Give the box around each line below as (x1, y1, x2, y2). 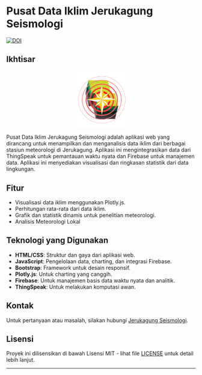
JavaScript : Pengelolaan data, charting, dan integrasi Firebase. (14, 257, 172, 265)
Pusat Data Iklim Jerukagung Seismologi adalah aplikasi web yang (6, 133, 170, 141)
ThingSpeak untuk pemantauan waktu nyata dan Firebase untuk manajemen (6, 153, 195, 160)
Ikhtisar (6, 54, 36, 64)
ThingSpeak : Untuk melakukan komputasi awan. (14, 283, 136, 290)
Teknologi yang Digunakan (6, 236, 109, 246)
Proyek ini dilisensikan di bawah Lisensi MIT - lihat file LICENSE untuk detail (6, 350, 194, 357)
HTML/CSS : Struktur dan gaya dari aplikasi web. (14, 251, 135, 258)
